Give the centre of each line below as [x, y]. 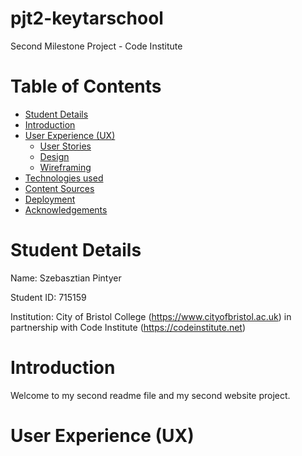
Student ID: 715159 [48, 297]
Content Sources [59, 188]
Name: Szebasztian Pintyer [66, 278]
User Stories [65, 146]
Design [54, 156]
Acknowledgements [66, 209]
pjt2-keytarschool [87, 18]
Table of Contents [86, 86]
